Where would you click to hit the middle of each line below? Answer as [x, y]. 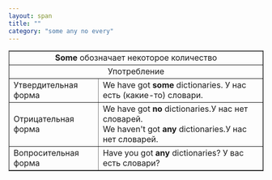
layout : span [30, 16]
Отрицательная [44, 119]
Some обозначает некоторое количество [136, 58]
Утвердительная [46, 85]
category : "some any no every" [61, 31]
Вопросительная [46, 153]
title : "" [25, 24]
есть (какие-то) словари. [153, 96]
